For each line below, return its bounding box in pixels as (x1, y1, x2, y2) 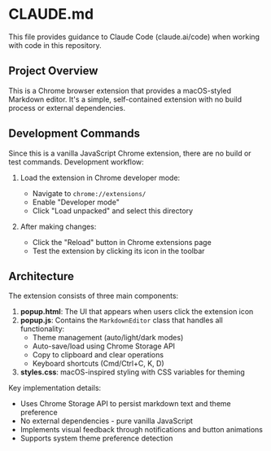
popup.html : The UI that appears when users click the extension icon (20, 307, 254, 317)
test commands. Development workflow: (8, 156, 144, 167)
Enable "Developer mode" (32, 197, 120, 207)
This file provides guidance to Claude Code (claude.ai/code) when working (8, 32, 260, 42)
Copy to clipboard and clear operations (32, 350, 164, 360)
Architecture (8, 269, 75, 283)
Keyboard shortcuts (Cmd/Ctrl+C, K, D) (32, 359, 164, 369)
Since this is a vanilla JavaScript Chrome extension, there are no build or (8, 148, 251, 158)
